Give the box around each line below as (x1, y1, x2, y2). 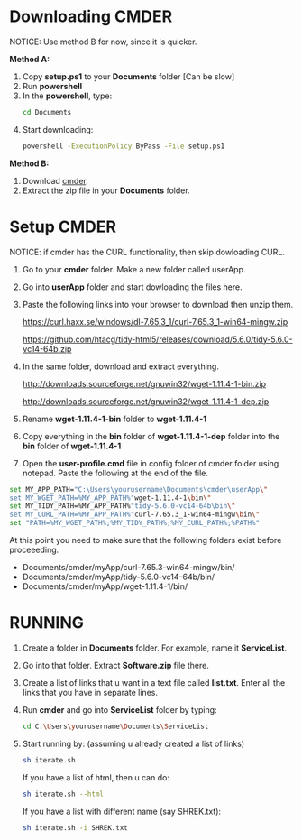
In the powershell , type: (22, 90, 113, 101)
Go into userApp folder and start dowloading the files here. (22, 282, 243, 292)
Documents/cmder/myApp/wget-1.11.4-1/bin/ (22, 581, 188, 592)
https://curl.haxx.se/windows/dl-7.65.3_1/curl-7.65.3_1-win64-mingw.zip (22, 316, 288, 327)
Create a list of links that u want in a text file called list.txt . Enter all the (22, 677, 286, 688)
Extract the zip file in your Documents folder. (22, 185, 191, 196)
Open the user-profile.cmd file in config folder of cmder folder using (22, 457, 279, 468)
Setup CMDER (9, 217, 117, 236)
